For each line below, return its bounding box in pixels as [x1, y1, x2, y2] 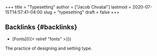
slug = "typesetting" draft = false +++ [44, 9, 120, 15]
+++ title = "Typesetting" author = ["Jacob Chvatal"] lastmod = [5, 4, 132, 10]
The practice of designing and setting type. [5, 45, 92, 51]
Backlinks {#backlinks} [5, 23, 77, 31]
